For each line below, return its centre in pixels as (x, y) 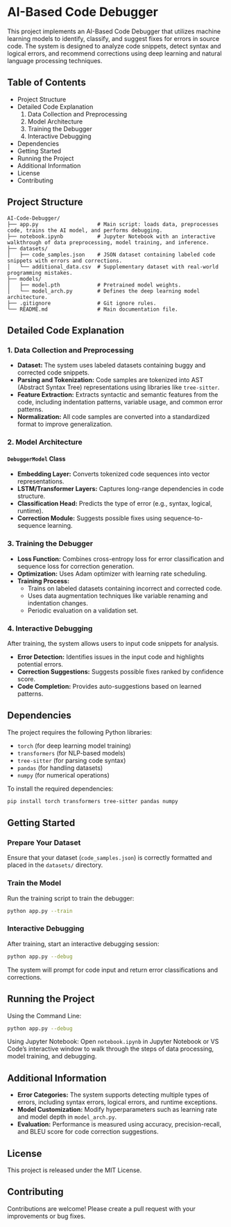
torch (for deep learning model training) (74, 746)
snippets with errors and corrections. (65, 261)
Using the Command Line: (44, 1015)
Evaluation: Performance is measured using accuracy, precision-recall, (119, 1124)
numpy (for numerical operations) (63, 775)
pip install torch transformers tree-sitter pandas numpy (93, 801)
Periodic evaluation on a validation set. (83, 610)
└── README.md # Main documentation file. (93, 309)
